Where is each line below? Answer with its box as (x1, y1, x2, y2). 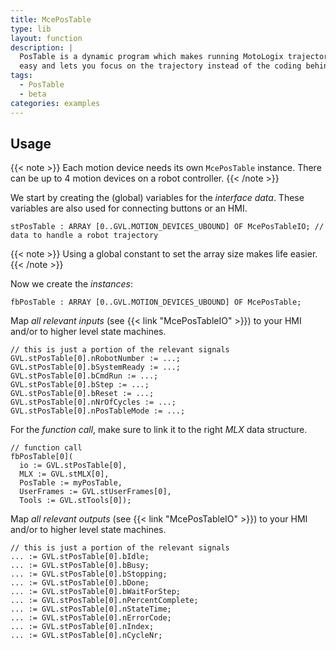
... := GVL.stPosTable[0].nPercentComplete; (10, 596, 199, 606)
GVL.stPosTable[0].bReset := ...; (10, 389, 155, 399)
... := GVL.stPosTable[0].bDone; (10, 578, 150, 588)
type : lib (10, 24, 52, 34)
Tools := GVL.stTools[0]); (19, 496, 132, 506)
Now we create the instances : (10, 278, 133, 290)
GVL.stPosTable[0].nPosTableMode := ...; (10, 406, 186, 416)
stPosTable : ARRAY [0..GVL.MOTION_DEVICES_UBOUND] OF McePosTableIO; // (10, 222, 325, 232)
